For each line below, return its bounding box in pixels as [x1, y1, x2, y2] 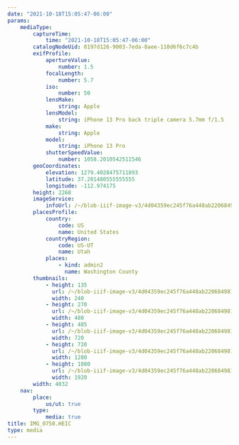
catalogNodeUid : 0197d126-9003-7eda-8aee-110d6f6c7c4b [33, 43, 199, 50]
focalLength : [45, 70, 84, 77]
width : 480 [52, 314, 84, 322]
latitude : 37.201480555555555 [45, 176, 135, 183]
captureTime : [33, 30, 72, 38]
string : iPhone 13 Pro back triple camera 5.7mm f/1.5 [58, 116, 224, 123]
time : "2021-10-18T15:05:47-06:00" [45, 37, 152, 44]
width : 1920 [52, 374, 87, 381]
